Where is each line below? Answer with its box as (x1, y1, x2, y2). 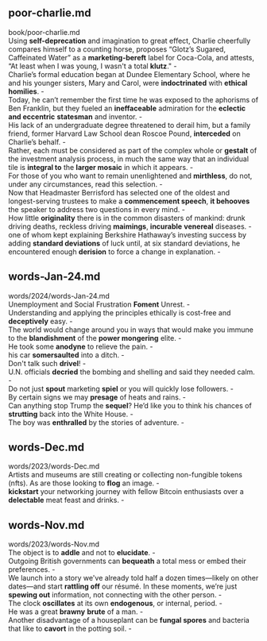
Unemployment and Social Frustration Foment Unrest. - (8, 299, 191, 309)
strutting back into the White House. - (8, 409, 133, 419)
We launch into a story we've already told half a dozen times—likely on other (8, 573, 259, 583)
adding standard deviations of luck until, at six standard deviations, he (8, 238, 241, 248)
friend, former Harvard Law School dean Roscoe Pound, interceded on (8, 129, 241, 138)
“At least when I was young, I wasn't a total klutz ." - (8, 61, 177, 71)
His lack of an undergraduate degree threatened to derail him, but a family (8, 120, 251, 129)
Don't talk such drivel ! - (8, 358, 86, 368)
